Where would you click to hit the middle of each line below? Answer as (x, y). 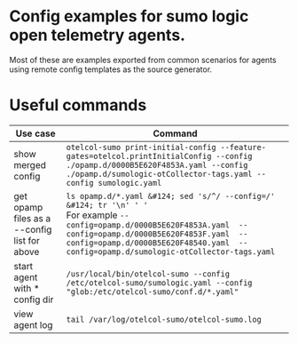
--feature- (243, 147)
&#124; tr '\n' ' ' (107, 205)
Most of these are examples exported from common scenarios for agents (143, 60)
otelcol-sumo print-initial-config (141, 147)
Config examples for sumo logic (129, 16)
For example (92, 215)
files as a (32, 218)
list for (27, 240)
